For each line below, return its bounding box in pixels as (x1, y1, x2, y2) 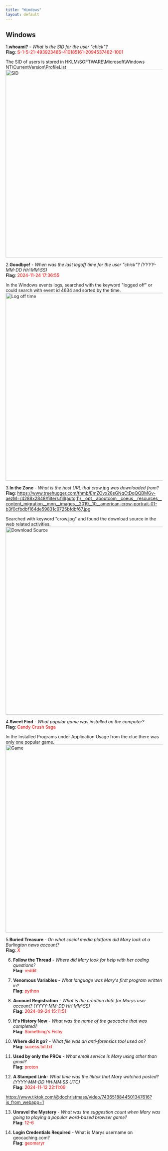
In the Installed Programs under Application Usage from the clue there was (5, 734, 159, 740)
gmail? (12, 1059, 27, 1065)
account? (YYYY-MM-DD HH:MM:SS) (12, 1003, 90, 1009)
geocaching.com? (12, 1135, 50, 1141)
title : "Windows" (5, 7, 42, 13)
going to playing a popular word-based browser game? (12, 1114, 128, 1120)
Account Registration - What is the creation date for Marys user (12, 998, 147, 1004)
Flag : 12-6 (12, 1120, 34, 1126)
